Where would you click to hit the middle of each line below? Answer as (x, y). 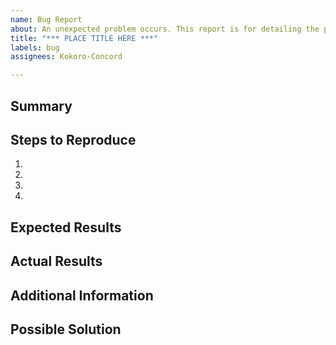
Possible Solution (66, 329)
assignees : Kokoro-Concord (66, 57)
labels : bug (35, 47)
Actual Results (56, 261)
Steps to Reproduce (73, 139)
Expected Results (66, 227)
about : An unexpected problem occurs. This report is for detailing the (165, 29)
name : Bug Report (46, 19)
